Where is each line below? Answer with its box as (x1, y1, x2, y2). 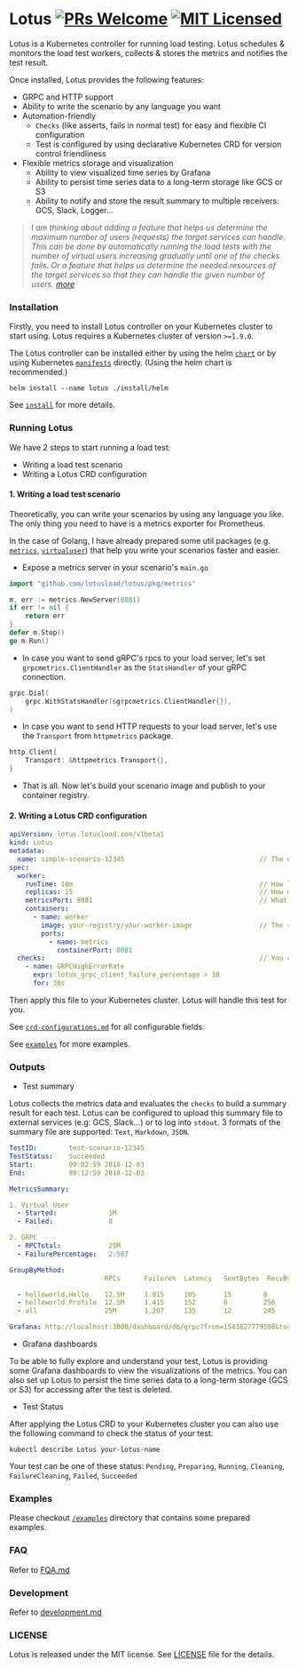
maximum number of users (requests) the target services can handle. (30, 231, 286, 242)
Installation (9, 300, 59, 313)
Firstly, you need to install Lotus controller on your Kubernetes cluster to (9, 321, 273, 332)
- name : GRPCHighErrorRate (25, 962, 125, 971)
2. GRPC (9, 1233, 38, 1242)
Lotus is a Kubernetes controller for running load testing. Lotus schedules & (9, 38, 286, 49)
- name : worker (32, 913, 90, 922)
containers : (25, 905, 69, 914)
